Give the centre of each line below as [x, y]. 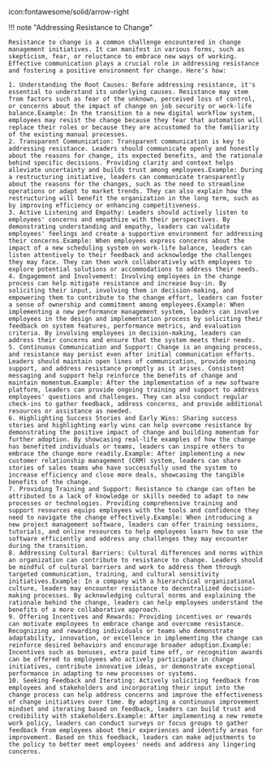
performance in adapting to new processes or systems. [103, 674]
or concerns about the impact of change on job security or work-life [130, 106]
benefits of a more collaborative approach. [85, 610]
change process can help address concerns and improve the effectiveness [136, 695]
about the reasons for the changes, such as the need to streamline [127, 184]
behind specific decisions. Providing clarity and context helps [121, 163]
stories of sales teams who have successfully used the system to [123, 468]
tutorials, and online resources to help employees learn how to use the [136, 532]
